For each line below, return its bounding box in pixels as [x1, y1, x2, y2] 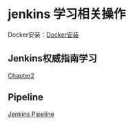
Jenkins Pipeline [8, 110, 54, 118]
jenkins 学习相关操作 [8, 6, 126, 22]
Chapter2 [8, 71, 35, 79]
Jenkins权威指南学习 [8, 52, 97, 64]
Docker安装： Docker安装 [8, 30, 79, 39]
